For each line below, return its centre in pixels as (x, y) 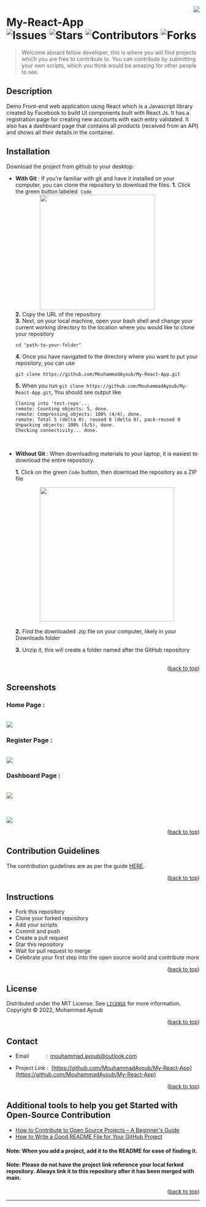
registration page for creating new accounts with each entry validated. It (97, 119)
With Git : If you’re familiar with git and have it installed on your (95, 178)
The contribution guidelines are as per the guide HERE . (76, 865)
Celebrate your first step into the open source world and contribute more (107, 958)
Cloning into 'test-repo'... (52, 403)
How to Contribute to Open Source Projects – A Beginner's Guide (97, 1130)
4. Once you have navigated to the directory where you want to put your (106, 356)
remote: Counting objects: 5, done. (62, 408)
